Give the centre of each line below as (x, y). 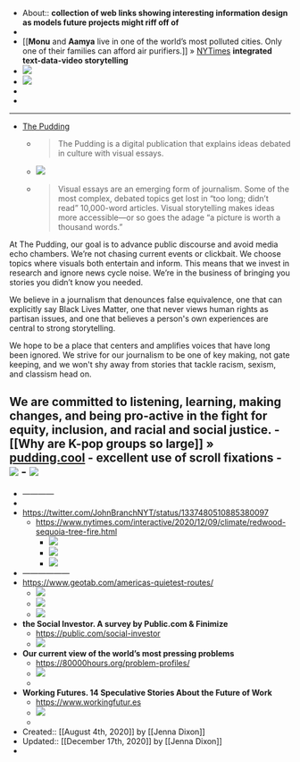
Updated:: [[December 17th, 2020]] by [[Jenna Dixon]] (122, 741)
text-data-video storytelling (75, 60)
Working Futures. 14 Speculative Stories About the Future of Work (147, 692)
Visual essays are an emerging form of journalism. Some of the (174, 189)
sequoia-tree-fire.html (76, 531)
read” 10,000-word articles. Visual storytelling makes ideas (166, 208)
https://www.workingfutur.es (88, 702)
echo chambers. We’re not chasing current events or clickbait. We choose (145, 254)
